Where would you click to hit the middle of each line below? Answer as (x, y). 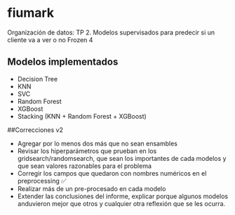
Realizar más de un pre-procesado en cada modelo (92, 188)
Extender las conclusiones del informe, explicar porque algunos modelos (123, 196)
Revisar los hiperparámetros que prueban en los (87, 151)
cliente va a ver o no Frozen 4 (50, 39)
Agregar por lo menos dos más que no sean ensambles (97, 143)
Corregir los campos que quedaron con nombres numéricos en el (112, 173)
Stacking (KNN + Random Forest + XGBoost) (82, 116)
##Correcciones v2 (35, 130)
